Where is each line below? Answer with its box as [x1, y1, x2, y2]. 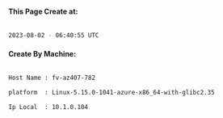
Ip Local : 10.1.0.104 [8, 103, 89, 112]
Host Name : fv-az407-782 [8, 74, 95, 82]
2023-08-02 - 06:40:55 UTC [8, 32, 99, 40]
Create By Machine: [8, 48, 77, 58]
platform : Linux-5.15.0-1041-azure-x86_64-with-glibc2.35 [8, 89, 216, 97]
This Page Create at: [8, 6, 78, 16]
